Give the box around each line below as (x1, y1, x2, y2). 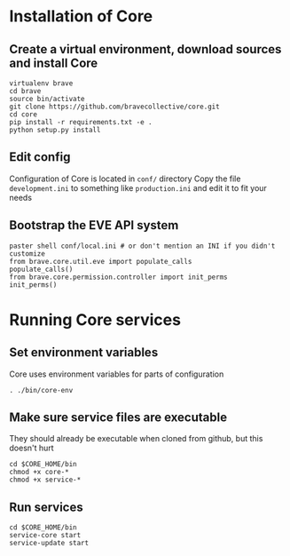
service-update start (9, 539, 90, 548)
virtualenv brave (9, 79, 74, 88)
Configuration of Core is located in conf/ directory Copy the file (9, 173, 241, 184)
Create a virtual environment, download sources (9, 42, 282, 57)
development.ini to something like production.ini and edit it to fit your (9, 182, 268, 193)
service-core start (9, 531, 82, 540)
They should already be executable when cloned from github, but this (9, 433, 263, 444)
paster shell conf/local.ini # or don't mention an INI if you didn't (9, 242, 276, 250)
